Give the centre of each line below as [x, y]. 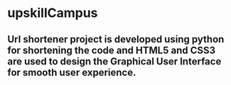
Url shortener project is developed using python [116, 39]
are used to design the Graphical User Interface [114, 61]
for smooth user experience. [72, 72]
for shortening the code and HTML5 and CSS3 [112, 50]
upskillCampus [53, 13]
